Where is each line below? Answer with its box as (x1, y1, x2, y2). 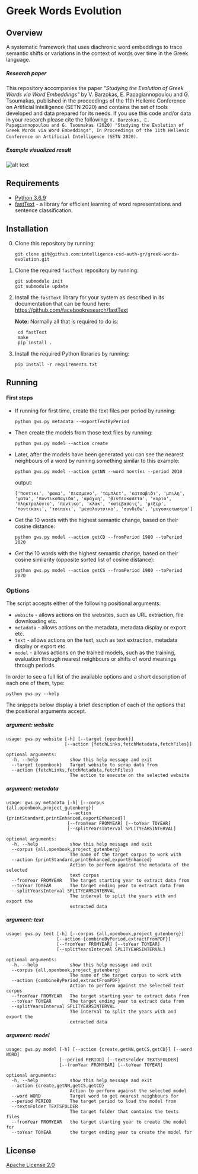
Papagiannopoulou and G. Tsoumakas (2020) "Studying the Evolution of (6, 122, 184, 128)
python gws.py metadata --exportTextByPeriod (14, 419, 129, 425)
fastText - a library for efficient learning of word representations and (14, 200, 182, 207)
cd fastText (17, 329, 47, 335)
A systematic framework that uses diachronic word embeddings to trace (6, 43, 183, 50)
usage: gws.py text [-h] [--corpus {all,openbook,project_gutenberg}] (6, 931, 184, 937)
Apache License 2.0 (6, 1162, 55, 1169)
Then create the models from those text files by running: (14, 429, 153, 436)
